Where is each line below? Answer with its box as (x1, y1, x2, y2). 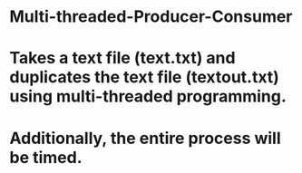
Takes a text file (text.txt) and (9, 48, 236, 69)
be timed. (9, 147, 83, 168)
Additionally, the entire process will (9, 128, 281, 149)
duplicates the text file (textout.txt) (9, 67, 279, 88)
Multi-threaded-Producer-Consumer (9, 6, 293, 27)
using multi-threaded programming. (9, 86, 287, 107)
